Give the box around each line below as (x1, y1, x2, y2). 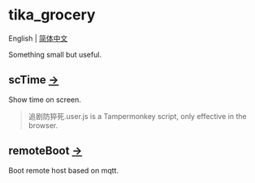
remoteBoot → (8, 144, 83, 158)
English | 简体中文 (8, 33, 68, 43)
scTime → (8, 73, 59, 87)
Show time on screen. (8, 95, 81, 104)
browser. (28, 120, 58, 130)
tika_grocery (8, 6, 96, 24)
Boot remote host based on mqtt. (8, 165, 119, 175)
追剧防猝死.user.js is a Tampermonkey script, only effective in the (28, 111, 247, 121)
